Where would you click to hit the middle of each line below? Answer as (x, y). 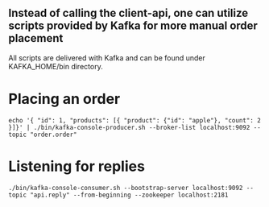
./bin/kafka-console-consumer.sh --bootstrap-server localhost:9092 (126, 188)
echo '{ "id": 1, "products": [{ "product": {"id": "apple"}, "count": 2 (135, 120)
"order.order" (54, 135)
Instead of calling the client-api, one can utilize (128, 13)
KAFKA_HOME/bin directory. (56, 66)
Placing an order (64, 99)
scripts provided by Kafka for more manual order (133, 26)
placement (36, 38)
